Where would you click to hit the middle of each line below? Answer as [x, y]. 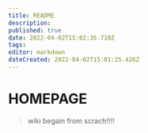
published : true [35, 30]
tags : [17, 45]
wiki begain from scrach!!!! [71, 120]
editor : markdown [37, 52]
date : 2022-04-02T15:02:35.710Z [61, 38]
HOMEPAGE [48, 99]
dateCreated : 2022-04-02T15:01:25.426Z [74, 60]
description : [30, 23]
